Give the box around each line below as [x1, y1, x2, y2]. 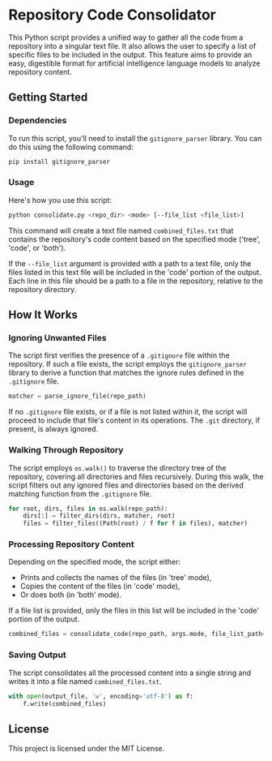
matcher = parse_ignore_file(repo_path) [8, 392, 147, 401]
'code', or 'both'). [8, 243, 66, 252]
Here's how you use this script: [8, 195, 112, 204]
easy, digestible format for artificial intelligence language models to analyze [8, 58, 261, 68]
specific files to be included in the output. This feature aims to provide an [8, 49, 253, 59]
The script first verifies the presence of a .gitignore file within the [8, 350, 230, 360]
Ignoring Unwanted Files [8, 332, 107, 343]
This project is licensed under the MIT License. [8, 744, 165, 754]
